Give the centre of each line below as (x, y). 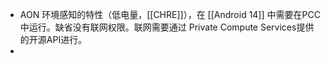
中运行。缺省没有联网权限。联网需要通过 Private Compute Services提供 (167, 27)
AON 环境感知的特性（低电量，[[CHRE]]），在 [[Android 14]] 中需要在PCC (170, 14)
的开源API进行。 (53, 39)
